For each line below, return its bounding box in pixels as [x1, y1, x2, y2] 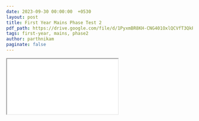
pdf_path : [6, 25, 31, 31]
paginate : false [6, 42, 46, 48]
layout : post [6, 14, 38, 20]
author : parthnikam [6, 36, 54, 42]
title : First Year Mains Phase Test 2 [6, 19, 102, 25]
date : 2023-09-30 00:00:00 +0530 [6, 8, 92, 15]
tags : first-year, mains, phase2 [6, 31, 89, 37]
